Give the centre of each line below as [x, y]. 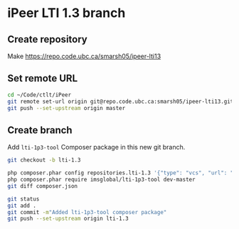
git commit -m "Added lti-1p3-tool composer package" [87, 212]
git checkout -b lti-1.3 [44, 160]
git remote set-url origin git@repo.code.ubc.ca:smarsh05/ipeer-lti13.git [121, 101]
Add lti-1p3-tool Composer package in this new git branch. [96, 147]
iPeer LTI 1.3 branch [67, 13]
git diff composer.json [43, 186]
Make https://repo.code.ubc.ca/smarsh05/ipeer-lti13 [84, 56]
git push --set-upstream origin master [67, 108]
